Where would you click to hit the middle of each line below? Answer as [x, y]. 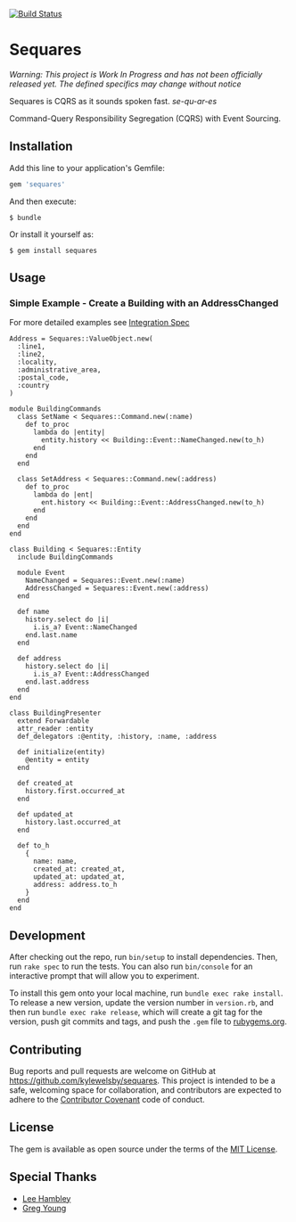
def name [33, 612]
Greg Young [44, 1208]
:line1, [32, 347]
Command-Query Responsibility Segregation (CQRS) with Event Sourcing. [145, 118]
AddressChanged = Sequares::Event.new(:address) [117, 588]
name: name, [55, 861]
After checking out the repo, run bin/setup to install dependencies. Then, [144, 957]
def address [40, 659]
